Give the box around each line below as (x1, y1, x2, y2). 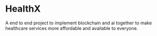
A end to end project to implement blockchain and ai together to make (5, 20, 152, 26)
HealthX (5, 3, 41, 15)
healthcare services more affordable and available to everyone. (5, 25, 138, 31)
